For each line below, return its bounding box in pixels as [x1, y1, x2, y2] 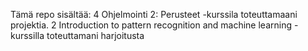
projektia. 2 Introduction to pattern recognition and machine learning [10, 19, 292, 31]
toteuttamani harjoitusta [46, 30, 145, 41]
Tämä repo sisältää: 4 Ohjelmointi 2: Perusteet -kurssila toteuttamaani [10, 9, 298, 20]
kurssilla [10, 30, 45, 41]
